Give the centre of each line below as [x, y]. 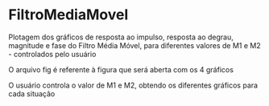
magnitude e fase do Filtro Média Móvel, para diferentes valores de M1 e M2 [135, 45]
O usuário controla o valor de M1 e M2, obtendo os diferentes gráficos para [133, 85]
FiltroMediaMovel [68, 15]
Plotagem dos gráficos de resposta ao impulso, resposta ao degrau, [121, 37]
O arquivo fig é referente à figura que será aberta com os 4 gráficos [121, 69]
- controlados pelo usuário [52, 54]
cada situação [32, 93]
